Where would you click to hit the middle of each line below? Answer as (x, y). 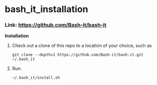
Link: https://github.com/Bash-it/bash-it (56, 25)
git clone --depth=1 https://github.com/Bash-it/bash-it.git (78, 55)
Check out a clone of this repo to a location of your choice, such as (82, 46)
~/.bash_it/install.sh (36, 78)
